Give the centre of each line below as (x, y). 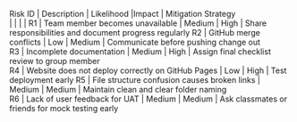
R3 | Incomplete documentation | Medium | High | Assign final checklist (140, 52)
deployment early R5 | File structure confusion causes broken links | (135, 80)
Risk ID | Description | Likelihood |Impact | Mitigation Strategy (123, 14)
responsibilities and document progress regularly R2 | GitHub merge (135, 33)
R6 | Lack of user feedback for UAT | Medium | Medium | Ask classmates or (148, 99)
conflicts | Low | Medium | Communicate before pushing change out (135, 42)
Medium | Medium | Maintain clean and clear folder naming (118, 89)
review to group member (55, 61)
